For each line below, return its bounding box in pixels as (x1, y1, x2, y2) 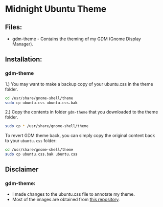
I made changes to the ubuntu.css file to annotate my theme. (12, 191, 135, 197)
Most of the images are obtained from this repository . (12, 196, 120, 202)
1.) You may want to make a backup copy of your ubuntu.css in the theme (5, 81, 153, 87)
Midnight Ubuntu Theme (5, 3, 107, 15)
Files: (5, 23, 22, 31)
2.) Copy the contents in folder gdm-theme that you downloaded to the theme (5, 109, 158, 115)
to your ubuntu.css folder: (5, 138, 57, 144)
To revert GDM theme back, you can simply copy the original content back (5, 133, 155, 138)
